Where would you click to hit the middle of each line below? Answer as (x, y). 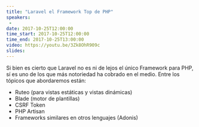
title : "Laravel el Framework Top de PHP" (60, 12)
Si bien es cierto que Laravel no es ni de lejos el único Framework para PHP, (100, 68)
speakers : (19, 17)
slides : (16, 51)
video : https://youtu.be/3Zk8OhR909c (53, 46)
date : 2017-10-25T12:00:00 (40, 28)
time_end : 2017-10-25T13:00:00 (45, 40)
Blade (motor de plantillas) (47, 98)
